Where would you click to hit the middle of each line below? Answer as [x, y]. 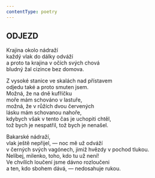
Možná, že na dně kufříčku [39, 94]
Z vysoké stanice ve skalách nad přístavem [59, 81]
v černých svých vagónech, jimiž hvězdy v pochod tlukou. [78, 149]
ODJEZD [22, 36]
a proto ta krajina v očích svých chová [53, 63]
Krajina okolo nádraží [32, 50]
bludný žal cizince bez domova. [45, 69]
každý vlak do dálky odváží [40, 57]
